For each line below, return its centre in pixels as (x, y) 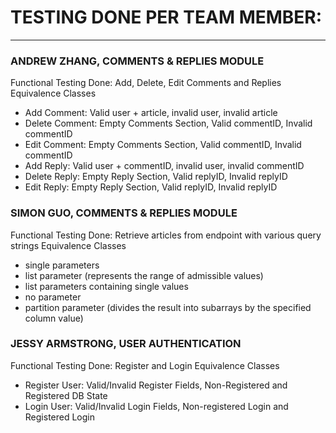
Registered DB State (66, 395)
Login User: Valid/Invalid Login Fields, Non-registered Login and (156, 406)
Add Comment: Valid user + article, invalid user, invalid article (151, 113)
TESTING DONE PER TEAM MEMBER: (166, 17)
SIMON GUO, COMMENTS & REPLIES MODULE (124, 213)
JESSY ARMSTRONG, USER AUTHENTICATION (126, 344)
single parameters (62, 265)
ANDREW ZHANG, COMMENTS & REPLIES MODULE (137, 61)
